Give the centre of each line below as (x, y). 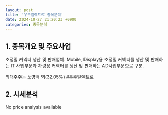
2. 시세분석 (22, 94)
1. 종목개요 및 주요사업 (38, 46)
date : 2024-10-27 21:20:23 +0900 (41, 19)
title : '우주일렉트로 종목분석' (35, 15)
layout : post (19, 10)
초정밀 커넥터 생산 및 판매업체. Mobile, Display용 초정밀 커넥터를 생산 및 (77, 60)
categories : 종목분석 (26, 24)
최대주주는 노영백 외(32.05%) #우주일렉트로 (49, 77)
